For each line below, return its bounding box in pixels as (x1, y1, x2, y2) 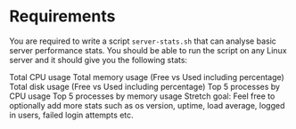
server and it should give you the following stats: (9, 54, 188, 65)
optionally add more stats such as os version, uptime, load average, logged (9, 100, 285, 110)
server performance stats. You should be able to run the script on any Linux (9, 44, 287, 55)
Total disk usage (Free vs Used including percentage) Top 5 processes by (9, 81, 281, 92)
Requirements (9, 6, 116, 27)
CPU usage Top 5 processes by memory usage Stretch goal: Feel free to (9, 91, 275, 101)
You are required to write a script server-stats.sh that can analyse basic (9, 36, 276, 46)
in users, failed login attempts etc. (9, 109, 134, 120)
